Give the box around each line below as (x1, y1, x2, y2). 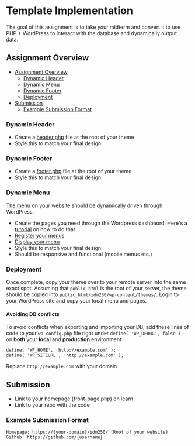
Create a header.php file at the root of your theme (14, 133, 134, 141)
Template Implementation (6, 4, 133, 18)
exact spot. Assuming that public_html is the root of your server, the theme (6, 284, 187, 291)
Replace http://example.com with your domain (6, 363, 117, 370)
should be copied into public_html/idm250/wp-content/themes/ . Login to (6, 291, 179, 298)
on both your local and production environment (6, 336, 121, 343)
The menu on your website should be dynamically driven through (6, 202, 163, 209)
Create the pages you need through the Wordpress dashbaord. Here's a (14, 219, 188, 227)
